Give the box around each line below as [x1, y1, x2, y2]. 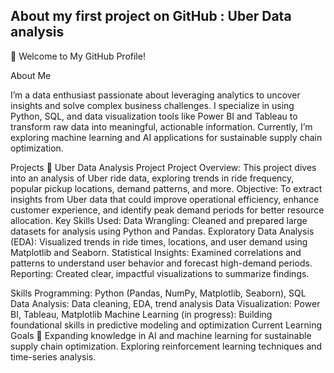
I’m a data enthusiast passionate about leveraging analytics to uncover [10, 89, 301, 101]
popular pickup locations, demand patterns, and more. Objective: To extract [10, 182, 323, 194]
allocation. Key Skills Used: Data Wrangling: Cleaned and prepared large [10, 214, 308, 226]
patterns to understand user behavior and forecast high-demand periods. [10, 257, 313, 269]
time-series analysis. [10, 350, 97, 363]
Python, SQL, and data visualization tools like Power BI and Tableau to [10, 110, 298, 122]
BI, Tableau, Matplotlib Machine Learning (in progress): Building [10, 308, 273, 320]
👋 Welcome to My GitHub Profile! [10, 50, 146, 62]
